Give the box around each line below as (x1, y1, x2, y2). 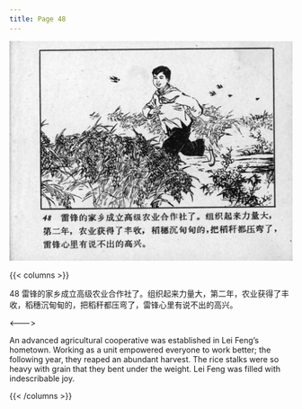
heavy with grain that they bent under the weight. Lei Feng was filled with (9, 363, 281, 374)
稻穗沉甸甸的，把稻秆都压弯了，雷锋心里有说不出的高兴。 (24, 299, 238, 310)
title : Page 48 (9, 14, 67, 23)
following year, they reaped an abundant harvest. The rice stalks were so (9, 353, 280, 364)
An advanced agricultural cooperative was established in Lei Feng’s (9, 334, 259, 345)
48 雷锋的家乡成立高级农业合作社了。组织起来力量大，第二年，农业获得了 (9, 288, 281, 298)
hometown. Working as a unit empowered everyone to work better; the (9, 344, 271, 355)
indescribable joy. (9, 373, 75, 384)
